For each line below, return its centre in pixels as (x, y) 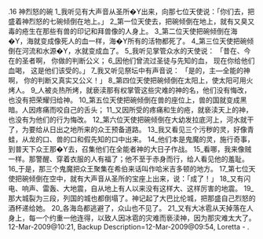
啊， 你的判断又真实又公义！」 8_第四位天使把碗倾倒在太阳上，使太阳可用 (127, 80)
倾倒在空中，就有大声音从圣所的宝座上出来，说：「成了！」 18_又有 (136, 178)
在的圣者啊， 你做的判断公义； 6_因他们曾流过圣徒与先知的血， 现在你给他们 (131, 61)
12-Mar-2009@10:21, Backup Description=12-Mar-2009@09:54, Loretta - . (129, 227)
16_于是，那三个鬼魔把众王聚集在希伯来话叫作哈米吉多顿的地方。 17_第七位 (128, 169)
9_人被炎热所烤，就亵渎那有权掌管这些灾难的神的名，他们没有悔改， (141, 90)
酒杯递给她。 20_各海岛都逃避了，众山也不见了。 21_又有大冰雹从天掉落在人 (131, 208)
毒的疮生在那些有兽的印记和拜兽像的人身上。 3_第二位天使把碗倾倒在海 (123, 31)
